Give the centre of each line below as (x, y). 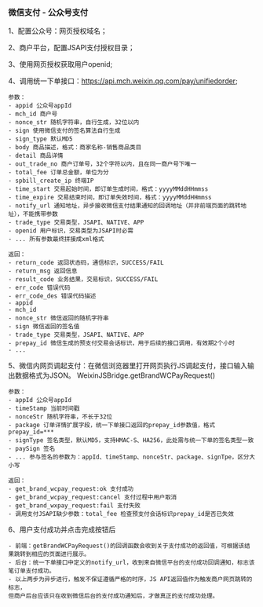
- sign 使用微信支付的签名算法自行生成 (64, 131)
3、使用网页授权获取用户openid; (60, 64)
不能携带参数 (40, 214)
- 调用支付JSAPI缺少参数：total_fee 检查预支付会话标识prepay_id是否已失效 (121, 514)
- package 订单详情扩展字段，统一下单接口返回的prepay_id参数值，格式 (112, 426)
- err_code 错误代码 (39, 288)
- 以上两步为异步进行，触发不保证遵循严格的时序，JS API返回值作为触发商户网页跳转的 (130, 580)
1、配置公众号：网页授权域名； (58, 31)
